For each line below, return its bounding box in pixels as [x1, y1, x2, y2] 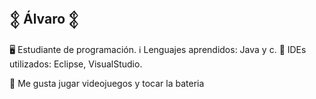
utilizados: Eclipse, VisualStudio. [9, 58, 143, 70]
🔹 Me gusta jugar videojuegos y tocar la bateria [9, 77, 205, 89]
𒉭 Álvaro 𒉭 [9, 11, 80, 28]
